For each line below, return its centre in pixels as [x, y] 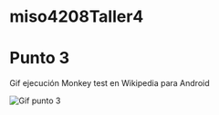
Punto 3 [40, 58]
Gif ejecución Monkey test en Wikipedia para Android [109, 83]
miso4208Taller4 [77, 17]
